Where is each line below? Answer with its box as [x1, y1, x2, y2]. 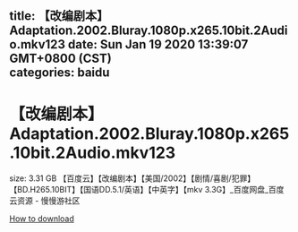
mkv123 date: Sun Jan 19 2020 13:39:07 [20, 37, 249, 52]
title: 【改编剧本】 [9, 8, 109, 24]
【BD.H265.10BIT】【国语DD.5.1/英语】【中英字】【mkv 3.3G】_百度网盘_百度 [9, 185, 285, 195]
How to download [9, 213, 74, 224]
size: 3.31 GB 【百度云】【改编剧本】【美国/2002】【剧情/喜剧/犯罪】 [9, 173, 256, 184]
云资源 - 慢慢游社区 [9, 195, 81, 206]
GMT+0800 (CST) [9, 51, 112, 66]
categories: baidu [9, 65, 110, 81]
